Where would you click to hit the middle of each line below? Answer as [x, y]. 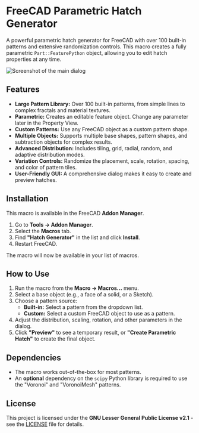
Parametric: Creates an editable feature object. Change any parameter [102, 116]
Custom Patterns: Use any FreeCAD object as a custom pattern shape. [102, 129]
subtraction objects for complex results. [64, 142]
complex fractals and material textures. [63, 110]
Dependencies [34, 358]
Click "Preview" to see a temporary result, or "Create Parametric [95, 333]
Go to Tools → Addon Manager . [54, 224]
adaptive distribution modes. [50, 154]
